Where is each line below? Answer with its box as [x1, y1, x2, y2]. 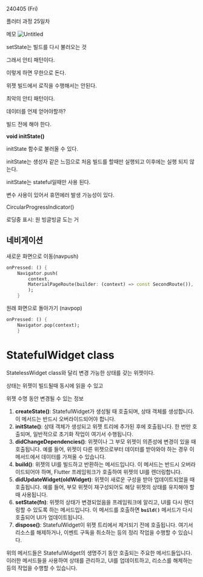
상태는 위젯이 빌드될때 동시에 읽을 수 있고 [6, 381, 104, 389]
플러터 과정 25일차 [6, 18, 50, 25]
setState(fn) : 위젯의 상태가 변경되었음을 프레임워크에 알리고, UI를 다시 [15, 498, 183, 506]
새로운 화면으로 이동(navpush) [6, 252, 79, 260]
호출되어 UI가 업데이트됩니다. [15, 513, 84, 521]
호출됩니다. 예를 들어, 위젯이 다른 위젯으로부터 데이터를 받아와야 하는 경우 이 [15, 445, 195, 453]
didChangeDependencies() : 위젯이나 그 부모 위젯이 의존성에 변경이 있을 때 [15, 438, 196, 445]
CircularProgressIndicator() [6, 203, 75, 211]
